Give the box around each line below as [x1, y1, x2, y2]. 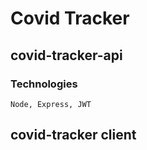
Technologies [10, 77, 78, 91]
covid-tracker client [10, 127, 137, 144]
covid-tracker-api [10, 47, 123, 64]
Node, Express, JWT [10, 99, 92, 109]
